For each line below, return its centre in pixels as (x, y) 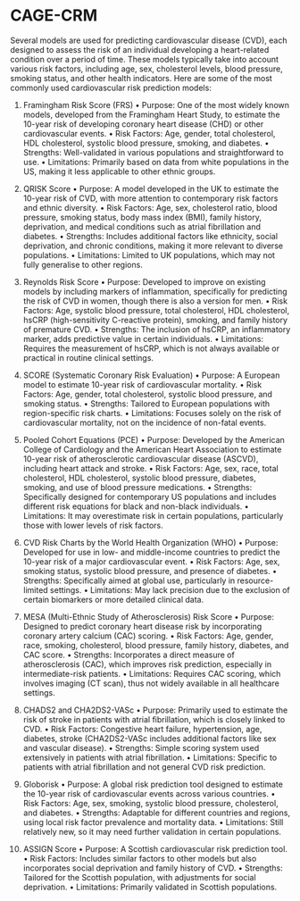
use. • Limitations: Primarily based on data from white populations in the (156, 162)
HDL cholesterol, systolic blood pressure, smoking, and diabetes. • (146, 143)
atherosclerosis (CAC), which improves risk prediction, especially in (147, 664)
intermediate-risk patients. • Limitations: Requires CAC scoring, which (152, 673)
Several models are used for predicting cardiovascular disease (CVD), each (149, 40)
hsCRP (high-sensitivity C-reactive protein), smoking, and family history (155, 320)
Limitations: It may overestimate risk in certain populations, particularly (153, 515)
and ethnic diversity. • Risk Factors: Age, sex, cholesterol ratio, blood (150, 207)
